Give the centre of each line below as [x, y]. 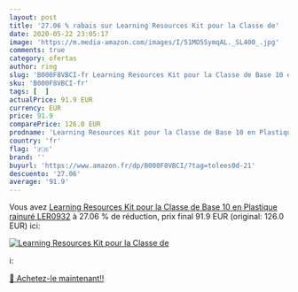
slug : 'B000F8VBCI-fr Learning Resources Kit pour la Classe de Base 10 [146, 75]
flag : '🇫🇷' [31, 149]
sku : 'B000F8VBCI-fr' [49, 83]
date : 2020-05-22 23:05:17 [59, 34]
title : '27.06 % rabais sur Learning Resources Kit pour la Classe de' [144, 26]
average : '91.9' [39, 182]
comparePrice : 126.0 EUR [55, 125]
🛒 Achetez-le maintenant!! [57, 279]
